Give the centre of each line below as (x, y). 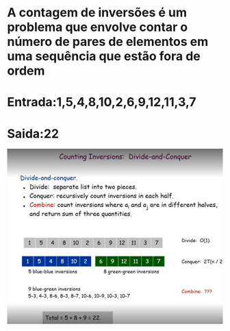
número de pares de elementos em (108, 42)
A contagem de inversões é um (97, 13)
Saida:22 (33, 133)
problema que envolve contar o (98, 27)
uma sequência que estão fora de (104, 57)
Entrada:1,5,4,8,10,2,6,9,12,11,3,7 (102, 102)
